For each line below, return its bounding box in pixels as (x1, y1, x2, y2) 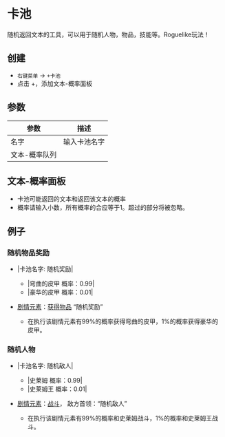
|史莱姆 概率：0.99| (27, 376, 83, 385)
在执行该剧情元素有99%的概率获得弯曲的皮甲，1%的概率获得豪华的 (27, 317, 219, 326)
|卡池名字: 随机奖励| (17, 265, 74, 273)
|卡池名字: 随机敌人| (17, 362, 74, 370)
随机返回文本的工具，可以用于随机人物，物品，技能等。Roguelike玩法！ (7, 30, 210, 39)
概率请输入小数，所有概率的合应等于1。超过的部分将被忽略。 (17, 204, 189, 212)
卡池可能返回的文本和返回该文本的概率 (17, 195, 126, 203)
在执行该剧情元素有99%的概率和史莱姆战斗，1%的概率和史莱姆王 (27, 414, 213, 423)
